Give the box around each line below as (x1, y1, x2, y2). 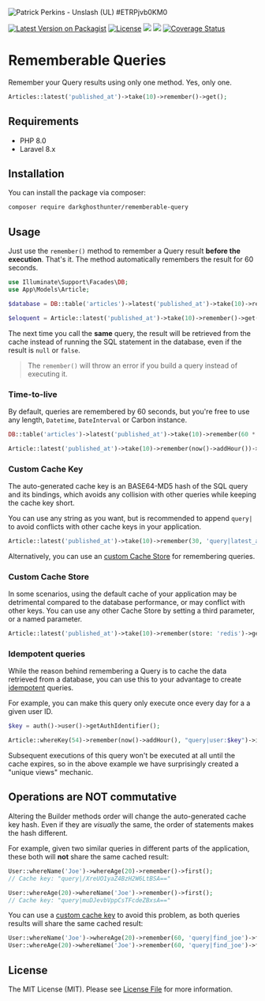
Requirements (8, 115, 79, 128)
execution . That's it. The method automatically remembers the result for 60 (8, 255, 254, 264)
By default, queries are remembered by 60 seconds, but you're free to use (8, 406, 250, 416)
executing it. (27, 368, 69, 379)
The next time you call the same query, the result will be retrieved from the (8, 328, 251, 338)
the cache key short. (8, 498, 75, 508)
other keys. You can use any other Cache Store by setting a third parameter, (8, 606, 255, 616)
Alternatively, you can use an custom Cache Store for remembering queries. (8, 551, 256, 561)
